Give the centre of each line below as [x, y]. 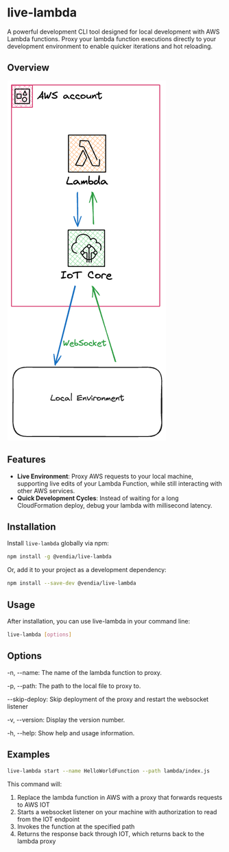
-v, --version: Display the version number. [66, 720]
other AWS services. [46, 490]
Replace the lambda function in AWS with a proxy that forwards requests [120, 798]
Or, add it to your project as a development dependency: [87, 570]
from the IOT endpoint [48, 819]
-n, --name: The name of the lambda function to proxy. [85, 672]
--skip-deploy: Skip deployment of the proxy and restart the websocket [108, 699]
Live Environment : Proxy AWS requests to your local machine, [105, 476]
